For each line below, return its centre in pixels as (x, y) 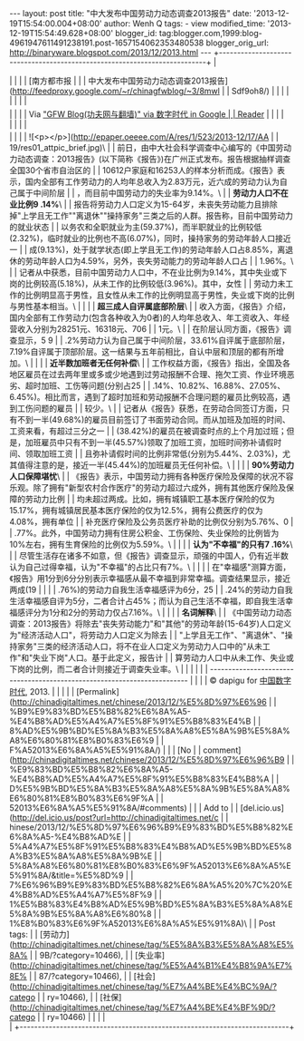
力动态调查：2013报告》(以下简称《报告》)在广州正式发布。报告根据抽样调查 (150, 159)
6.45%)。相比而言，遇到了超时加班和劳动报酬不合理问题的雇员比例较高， (146, 397)
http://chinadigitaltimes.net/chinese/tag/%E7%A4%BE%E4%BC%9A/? (145, 986)
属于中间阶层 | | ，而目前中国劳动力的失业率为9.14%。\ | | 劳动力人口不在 (152, 193)
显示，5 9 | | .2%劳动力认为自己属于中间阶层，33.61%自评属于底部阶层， (153, 340)
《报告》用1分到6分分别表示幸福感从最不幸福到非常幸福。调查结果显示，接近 (150, 578)
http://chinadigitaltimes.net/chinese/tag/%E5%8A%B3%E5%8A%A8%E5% (153, 944)
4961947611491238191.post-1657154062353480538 (107, 43)
